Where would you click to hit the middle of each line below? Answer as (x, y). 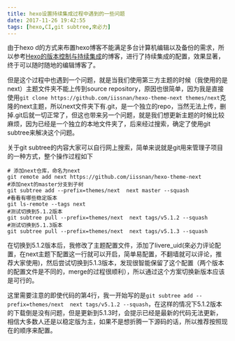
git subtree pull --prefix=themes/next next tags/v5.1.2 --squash (108, 218)
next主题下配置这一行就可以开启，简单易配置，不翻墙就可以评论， (121, 254)
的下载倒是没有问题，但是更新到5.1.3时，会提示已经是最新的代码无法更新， (115, 313)
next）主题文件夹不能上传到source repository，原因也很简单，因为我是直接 (115, 89)
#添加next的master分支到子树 (45, 185)
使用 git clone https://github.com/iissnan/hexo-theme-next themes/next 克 (117, 98)
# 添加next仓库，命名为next (44, 171)
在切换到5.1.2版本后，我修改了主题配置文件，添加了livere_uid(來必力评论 (111, 246)
